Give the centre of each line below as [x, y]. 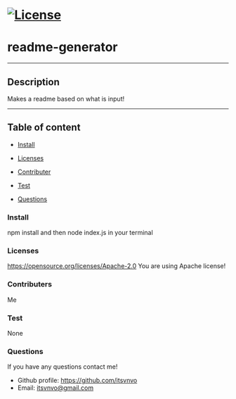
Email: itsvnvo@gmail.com [55, 388]
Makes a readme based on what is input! [66, 99]
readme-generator [63, 47]
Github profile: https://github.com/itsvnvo [77, 381]
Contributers [30, 284]
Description [33, 82]
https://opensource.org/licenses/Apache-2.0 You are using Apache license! [117, 266]
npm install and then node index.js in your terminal [80, 233]
